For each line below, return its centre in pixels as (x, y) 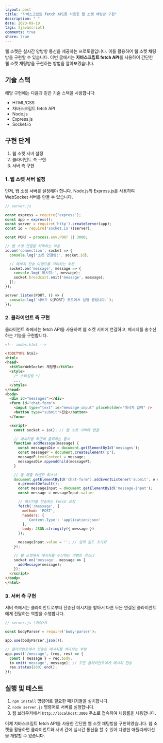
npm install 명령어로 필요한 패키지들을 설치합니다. (60, 701)
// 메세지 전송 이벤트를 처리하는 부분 (42, 264)
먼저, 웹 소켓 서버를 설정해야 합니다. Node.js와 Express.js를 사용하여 (70, 191)
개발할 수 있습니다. (27, 735)
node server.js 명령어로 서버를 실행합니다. (53, 707)
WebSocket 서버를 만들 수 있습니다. (39, 197)
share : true (17, 37)
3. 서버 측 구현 (21, 596)
